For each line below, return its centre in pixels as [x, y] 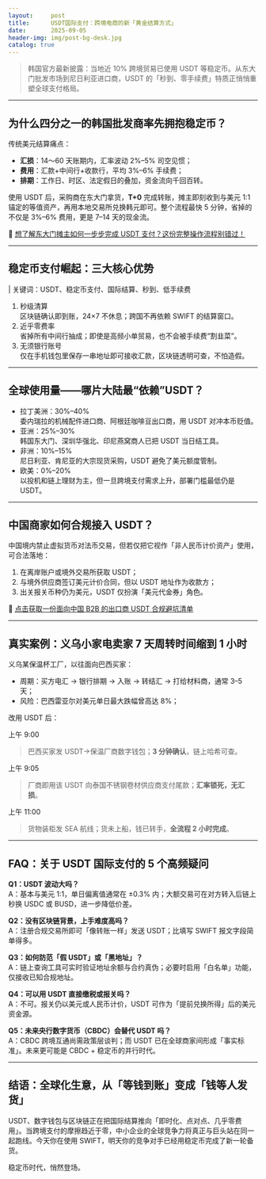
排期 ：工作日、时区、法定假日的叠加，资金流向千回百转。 [113, 180]
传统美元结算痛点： [40, 143]
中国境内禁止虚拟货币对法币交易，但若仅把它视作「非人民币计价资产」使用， [133, 546]
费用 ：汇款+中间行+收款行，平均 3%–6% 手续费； [102, 170]
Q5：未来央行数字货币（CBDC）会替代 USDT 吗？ [90, 1030]
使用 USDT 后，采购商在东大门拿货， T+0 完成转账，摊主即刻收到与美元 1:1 [129, 197]
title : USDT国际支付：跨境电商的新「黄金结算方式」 [93, 23]
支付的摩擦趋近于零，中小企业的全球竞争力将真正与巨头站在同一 [150, 1131]
